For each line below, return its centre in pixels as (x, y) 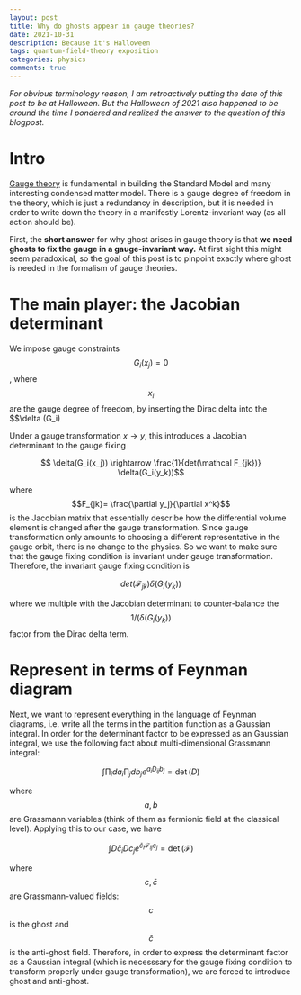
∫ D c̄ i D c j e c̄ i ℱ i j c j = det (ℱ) (151, 848)
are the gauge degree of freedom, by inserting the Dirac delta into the (138, 409)
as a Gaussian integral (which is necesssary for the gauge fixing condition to (151, 962)
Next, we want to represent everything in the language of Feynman (133, 714)
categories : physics (48, 59)
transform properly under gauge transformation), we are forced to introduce (150, 971)
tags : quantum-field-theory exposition (84, 51)
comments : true (38, 68)
